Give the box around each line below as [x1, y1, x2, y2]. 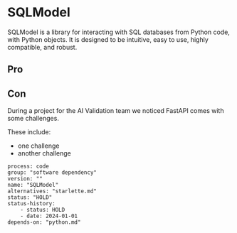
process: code [7, 163, 50, 170]
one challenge [17, 141, 60, 150]
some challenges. [7, 114, 59, 123]
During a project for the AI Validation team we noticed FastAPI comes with [7, 107, 224, 115]
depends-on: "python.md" [7, 219, 81, 226]
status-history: [7, 200, 56, 207]
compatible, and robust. [7, 43, 78, 51]
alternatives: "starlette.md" [7, 188, 98, 195]
